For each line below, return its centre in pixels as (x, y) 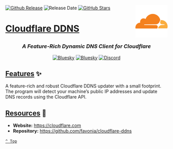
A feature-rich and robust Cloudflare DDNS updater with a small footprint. (83, 86)
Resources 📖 (26, 113)
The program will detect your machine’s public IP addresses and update (81, 91)
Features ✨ (23, 74)
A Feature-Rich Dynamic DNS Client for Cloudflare (86, 46)
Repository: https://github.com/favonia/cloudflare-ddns (72, 131)
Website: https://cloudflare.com (47, 125)
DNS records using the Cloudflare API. (46, 97)
